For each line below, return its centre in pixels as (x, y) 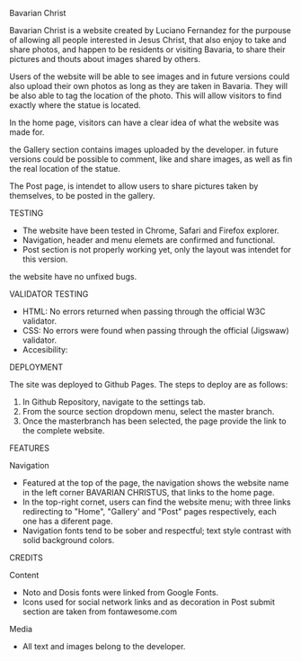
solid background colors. (68, 540)
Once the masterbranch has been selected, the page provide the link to (154, 421)
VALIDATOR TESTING (49, 294)
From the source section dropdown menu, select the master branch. (148, 411)
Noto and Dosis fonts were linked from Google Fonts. (120, 592)
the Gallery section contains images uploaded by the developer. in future (144, 149)
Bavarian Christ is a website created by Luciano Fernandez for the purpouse (150, 30)
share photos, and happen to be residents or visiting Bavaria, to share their (147, 49)
